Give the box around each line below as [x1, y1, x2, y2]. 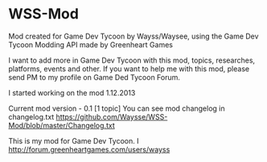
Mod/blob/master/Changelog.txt [8, 120, 115, 130]
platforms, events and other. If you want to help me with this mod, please [8, 63, 250, 73]
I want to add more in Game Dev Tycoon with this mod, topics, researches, [8, 55, 256, 65]
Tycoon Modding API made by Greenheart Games [8, 39, 173, 49]
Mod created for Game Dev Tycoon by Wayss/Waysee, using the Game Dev [8, 31, 259, 41]
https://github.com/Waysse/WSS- [55, 111, 168, 121]
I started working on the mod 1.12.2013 [8, 87, 136, 97]
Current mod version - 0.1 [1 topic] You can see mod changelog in [8, 103, 225, 113]
